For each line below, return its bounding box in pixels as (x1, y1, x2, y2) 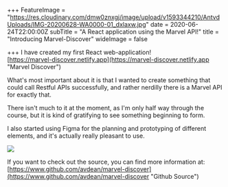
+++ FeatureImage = (7, 6, 66, 14)
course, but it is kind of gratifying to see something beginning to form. (7, 111, 205, 119)
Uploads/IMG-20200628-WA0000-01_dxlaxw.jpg (7, 21, 146, 28)
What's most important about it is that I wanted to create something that (7, 76, 211, 84)
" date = (146, 21, 169, 28)
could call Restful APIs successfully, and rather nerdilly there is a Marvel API (7, 84, 223, 91)
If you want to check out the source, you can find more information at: (7, 158, 205, 166)
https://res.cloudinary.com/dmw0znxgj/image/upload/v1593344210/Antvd (10, 13, 220, 21)
